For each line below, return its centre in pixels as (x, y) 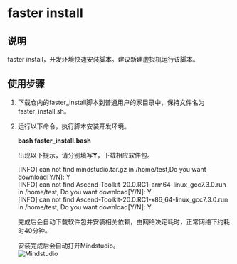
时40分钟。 (34, 230)
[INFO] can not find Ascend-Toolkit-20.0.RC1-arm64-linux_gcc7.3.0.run (122, 184)
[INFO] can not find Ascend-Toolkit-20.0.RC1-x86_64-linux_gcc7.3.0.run (123, 199)
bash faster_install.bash (54, 141)
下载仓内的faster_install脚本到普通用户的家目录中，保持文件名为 (111, 102)
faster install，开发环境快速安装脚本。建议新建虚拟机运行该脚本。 (103, 59)
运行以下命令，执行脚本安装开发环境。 (74, 126)
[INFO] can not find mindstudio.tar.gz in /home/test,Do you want (112, 169)
